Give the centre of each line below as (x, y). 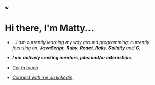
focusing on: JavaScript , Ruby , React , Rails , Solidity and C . (76, 48)
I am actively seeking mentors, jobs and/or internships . (72, 57)
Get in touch (25, 67)
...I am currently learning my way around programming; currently (81, 42)
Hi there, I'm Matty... (49, 28)
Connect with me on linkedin (42, 77)
